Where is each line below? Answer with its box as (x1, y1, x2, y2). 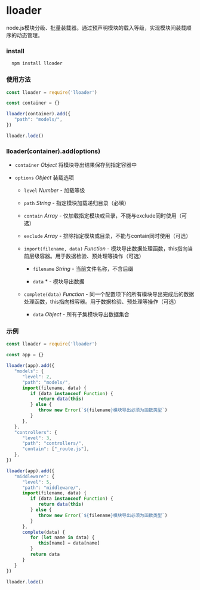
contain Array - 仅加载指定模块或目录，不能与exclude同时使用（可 (23, 212, 187, 219)
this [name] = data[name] (38, 540, 100, 546)
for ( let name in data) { (30, 534, 95, 541)
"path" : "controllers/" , (21, 441, 84, 447)
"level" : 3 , (21, 435, 52, 441)
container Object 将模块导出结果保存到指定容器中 (14, 161, 137, 169)
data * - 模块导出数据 (32, 278, 85, 285)
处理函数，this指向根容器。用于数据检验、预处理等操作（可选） (23, 298, 180, 305)
